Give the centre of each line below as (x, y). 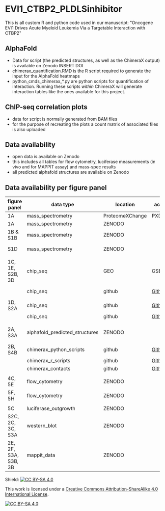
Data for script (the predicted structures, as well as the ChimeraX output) (86, 60)
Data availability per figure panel (56, 188)
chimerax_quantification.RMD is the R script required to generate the (82, 71)
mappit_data (41, 455)
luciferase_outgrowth (51, 408)
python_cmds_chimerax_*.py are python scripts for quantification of (80, 81)
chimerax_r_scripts (49, 361)
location (125, 205)
